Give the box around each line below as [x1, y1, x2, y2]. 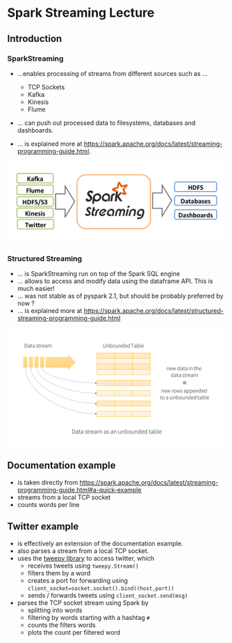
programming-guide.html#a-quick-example [17, 485, 142, 494]
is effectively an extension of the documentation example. [17, 539, 183, 547]
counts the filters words [27, 621, 96, 629]
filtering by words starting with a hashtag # [27, 613, 151, 621]
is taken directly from [17, 478, 78, 486]
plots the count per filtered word [27, 628, 120, 636]
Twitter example [7, 521, 79, 533]
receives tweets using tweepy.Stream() [27, 561, 139, 570]
